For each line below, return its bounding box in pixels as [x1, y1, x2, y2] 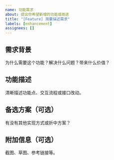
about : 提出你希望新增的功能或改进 [5, 12, 69, 17]
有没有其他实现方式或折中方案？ [5, 120, 71, 126]
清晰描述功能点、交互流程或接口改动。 [5, 89, 84, 95]
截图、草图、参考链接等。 [5, 150, 58, 156]
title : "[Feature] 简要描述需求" [5, 16, 70, 21]
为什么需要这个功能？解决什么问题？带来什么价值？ [5, 59, 110, 65]
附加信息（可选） [5, 135, 58, 144]
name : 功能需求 [5, 7, 34, 12]
